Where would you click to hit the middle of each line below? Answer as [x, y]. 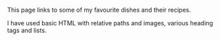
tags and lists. [27, 30]
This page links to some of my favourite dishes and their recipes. [99, 10]
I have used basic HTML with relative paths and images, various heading [110, 23]
